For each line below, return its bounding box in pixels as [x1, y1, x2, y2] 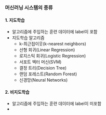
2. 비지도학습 [5, 89, 30, 95]
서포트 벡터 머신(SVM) [19, 59, 62, 65]
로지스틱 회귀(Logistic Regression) [19, 53, 86, 59]
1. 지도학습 [5, 17, 25, 23]
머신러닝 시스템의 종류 [5, 4, 53, 11]
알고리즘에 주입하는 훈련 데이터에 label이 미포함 [12, 101, 102, 107]
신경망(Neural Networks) [19, 77, 68, 83]
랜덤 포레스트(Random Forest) [19, 71, 77, 77]
